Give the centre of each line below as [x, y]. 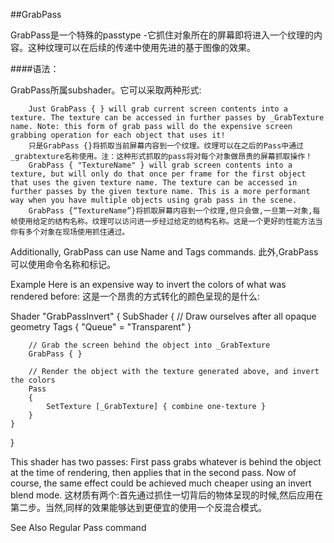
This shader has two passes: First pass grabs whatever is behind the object [166, 462]
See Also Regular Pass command [78, 527]
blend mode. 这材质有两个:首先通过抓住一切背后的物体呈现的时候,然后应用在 [167, 495]
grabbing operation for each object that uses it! [118, 135]
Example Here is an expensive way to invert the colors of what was [148, 284]
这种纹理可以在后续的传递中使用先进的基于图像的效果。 [141, 47]
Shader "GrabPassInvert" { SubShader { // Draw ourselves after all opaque [163, 316]
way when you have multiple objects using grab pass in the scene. [154, 200]
